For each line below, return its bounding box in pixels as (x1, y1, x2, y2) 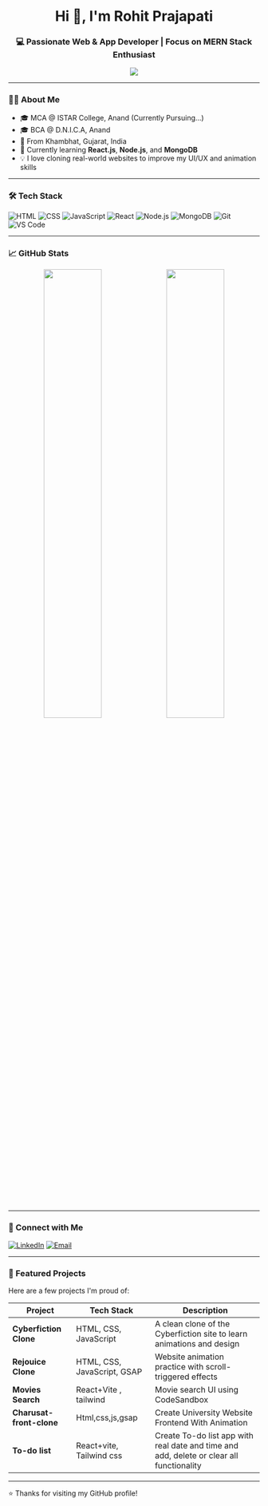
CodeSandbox (154, 1393, 209, 1405)
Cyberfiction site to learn (154, 1328, 248, 1339)
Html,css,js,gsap (75, 1412, 138, 1423)
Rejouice (12, 1356, 46, 1367)
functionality (154, 1460, 202, 1471)
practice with (154, 1361, 204, 1372)
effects (191, 1371, 218, 1382)
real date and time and (154, 1440, 239, 1451)
